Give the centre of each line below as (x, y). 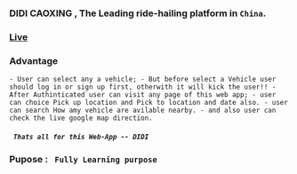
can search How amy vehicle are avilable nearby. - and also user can (143, 111)
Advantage (34, 60)
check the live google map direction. (81, 118)
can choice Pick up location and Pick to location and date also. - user (149, 103)
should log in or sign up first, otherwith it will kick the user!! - (143, 87)
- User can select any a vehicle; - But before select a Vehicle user (143, 79)
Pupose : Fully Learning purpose (83, 160)
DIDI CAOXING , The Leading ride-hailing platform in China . (138, 13)
